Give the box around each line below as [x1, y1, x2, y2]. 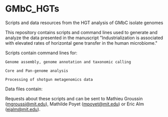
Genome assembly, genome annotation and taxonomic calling [5, 59, 131, 64]
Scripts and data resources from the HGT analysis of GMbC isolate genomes [5, 20, 163, 26]
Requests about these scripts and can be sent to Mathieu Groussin [5, 95, 143, 101]
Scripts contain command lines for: [5, 50, 78, 56]
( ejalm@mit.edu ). [5, 106, 41, 112]
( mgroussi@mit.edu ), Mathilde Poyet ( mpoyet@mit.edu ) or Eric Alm [5, 101, 144, 107]
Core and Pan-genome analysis [5, 68, 69, 73]
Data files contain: [5, 86, 43, 92]
